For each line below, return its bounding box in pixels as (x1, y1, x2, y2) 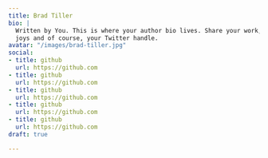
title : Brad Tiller (8, 11, 73, 20)
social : (8, 49, 34, 57)
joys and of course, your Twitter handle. (15, 34, 159, 42)
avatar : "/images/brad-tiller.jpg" (8, 41, 127, 49)
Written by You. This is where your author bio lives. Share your (15, 26, 241, 34)
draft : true (8, 130, 48, 138)
